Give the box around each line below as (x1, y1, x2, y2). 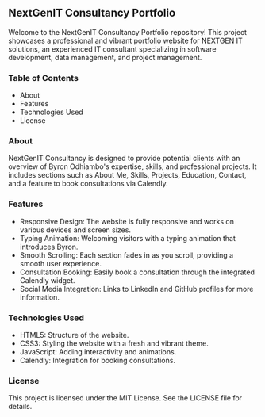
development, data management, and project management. (8, 52, 202, 62)
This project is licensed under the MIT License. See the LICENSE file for (8, 393, 243, 403)
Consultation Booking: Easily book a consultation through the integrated (19, 267, 255, 277)
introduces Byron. (19, 242, 79, 251)
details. (8, 402, 33, 411)
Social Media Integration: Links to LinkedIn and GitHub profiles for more (19, 284, 254, 293)
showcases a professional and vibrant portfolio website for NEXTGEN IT (8, 36, 244, 45)
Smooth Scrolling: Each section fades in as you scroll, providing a (19, 250, 234, 260)
